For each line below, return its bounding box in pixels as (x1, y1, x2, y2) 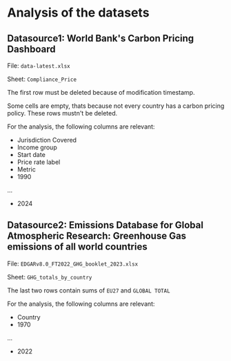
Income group (17, 143, 57, 151)
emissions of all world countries (7, 241, 148, 253)
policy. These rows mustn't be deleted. (7, 109, 118, 117)
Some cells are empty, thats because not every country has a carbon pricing (7, 102, 225, 110)
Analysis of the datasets (7, 5, 150, 21)
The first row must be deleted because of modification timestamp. (7, 89, 195, 96)
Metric (17, 165, 36, 174)
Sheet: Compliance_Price (7, 75, 77, 83)
